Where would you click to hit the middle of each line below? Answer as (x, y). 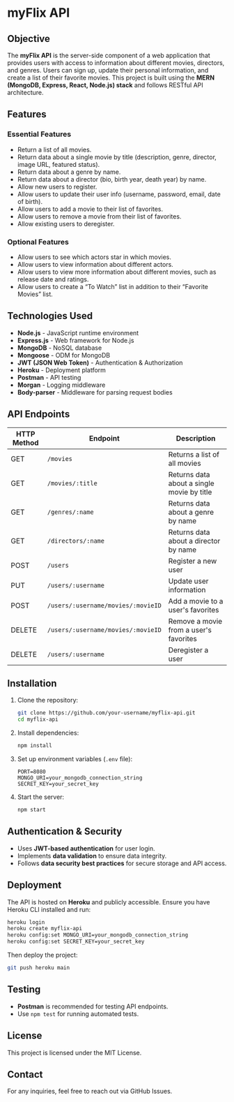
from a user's (190, 630)
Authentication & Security (65, 831)
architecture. (25, 93)
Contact (25, 1074)
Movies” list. (35, 294)
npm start (32, 810)
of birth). (30, 201)
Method (26, 443)
